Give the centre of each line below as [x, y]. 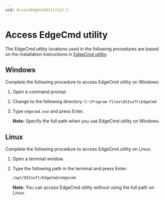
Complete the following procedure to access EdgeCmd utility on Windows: [82, 82]
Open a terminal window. [38, 159]
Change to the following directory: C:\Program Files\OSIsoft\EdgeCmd [85, 102]
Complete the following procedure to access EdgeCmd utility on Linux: [78, 149]
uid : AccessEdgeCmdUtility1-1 [37, 10]
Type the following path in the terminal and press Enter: [70, 169]
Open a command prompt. [40, 92]
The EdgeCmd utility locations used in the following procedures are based [82, 49]
